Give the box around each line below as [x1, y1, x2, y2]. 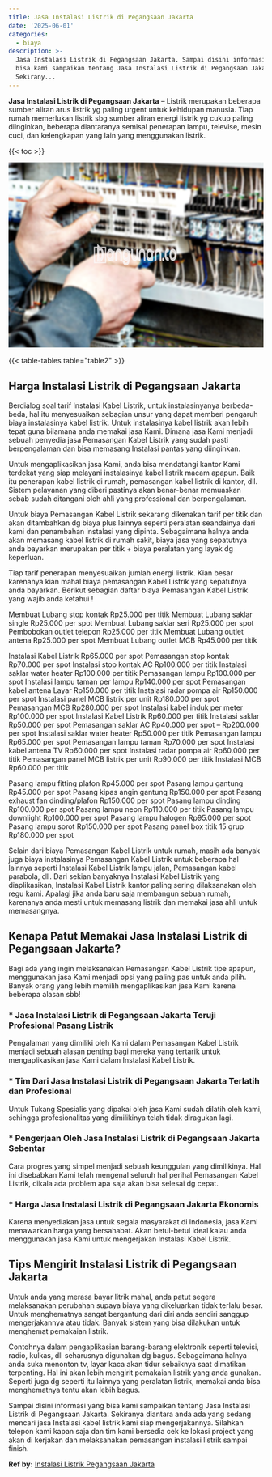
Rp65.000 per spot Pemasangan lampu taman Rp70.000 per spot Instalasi [8, 737, 255, 747]
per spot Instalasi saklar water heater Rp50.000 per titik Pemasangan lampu [8, 728, 261, 738]
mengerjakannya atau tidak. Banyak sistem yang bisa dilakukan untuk [8, 1318, 240, 1327]
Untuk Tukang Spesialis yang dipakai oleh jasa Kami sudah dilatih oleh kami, [8, 1104, 262, 1114]
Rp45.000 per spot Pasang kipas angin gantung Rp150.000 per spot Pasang [8, 787, 261, 797]
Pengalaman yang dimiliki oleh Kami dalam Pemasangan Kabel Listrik [8, 1038, 239, 1048]
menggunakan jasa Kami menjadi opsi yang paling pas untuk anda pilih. [8, 972, 247, 982]
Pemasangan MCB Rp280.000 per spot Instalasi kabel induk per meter [8, 702, 244, 712]
